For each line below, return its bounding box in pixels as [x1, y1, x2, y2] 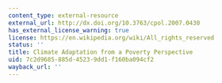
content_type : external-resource [8, 11, 119, 20]
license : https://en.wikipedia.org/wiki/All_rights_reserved [8, 33, 215, 42]
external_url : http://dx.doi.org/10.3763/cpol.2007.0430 [8, 19, 201, 27]
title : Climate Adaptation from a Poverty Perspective [8, 48, 193, 56]
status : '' [8, 41, 44, 49]
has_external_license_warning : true [8, 26, 129, 34]
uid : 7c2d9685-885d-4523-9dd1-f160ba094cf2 [8, 56, 155, 64]
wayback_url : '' [8, 63, 62, 71]
